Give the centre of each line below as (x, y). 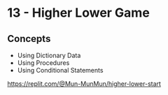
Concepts (29, 39)
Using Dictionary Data (49, 55)
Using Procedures (43, 63)
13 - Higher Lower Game (79, 13)
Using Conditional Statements (60, 70)
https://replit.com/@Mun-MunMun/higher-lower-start (84, 84)
